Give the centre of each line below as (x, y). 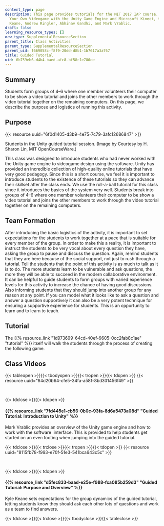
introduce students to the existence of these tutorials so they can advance (80, 179)
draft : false (18, 28)
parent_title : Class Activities (38, 42)
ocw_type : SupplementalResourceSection (46, 37)
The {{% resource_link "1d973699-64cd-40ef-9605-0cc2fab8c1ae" (73, 338)
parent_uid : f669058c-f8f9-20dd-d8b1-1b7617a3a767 (58, 50)
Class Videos (26, 363)
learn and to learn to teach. (32, 311)
